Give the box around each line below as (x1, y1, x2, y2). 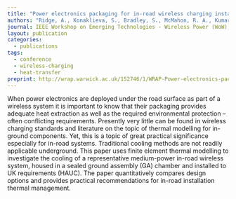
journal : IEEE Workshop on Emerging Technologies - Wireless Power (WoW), (7, 23, 231, 30)
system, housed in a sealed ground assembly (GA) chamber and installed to (7, 162, 227, 170)
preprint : (7, 75, 37, 83)
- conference (13, 56, 52, 63)
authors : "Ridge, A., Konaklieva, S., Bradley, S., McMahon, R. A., (7, 17, 212, 24)
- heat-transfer (13, 69, 61, 76)
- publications (13, 43, 58, 50)
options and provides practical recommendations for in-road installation (7, 177, 215, 185)
